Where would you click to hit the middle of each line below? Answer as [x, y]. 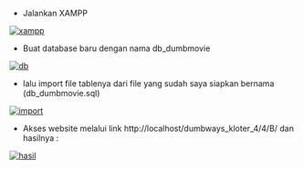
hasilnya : [41, 138]
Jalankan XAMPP [55, 13]
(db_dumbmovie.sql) [61, 93]
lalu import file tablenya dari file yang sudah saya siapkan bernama [148, 84]
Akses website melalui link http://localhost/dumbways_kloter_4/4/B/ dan [158, 128]
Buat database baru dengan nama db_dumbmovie [116, 48]
